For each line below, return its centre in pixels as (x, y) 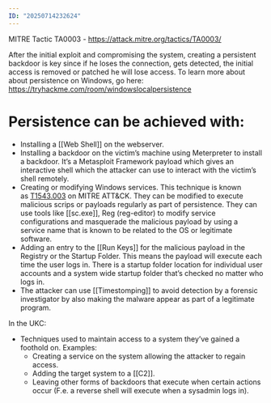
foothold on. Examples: (58, 347)
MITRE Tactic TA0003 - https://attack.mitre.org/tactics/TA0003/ (115, 39)
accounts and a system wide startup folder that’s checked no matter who (142, 273)
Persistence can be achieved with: (127, 121)
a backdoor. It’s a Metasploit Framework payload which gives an (127, 161)
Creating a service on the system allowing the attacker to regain (139, 356)
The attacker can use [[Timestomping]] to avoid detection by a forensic (139, 290)
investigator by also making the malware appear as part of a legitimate (137, 299)
